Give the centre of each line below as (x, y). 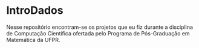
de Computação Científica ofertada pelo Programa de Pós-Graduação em (98, 33)
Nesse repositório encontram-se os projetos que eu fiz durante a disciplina (100, 27)
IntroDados (35, 10)
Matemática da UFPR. (33, 40)
